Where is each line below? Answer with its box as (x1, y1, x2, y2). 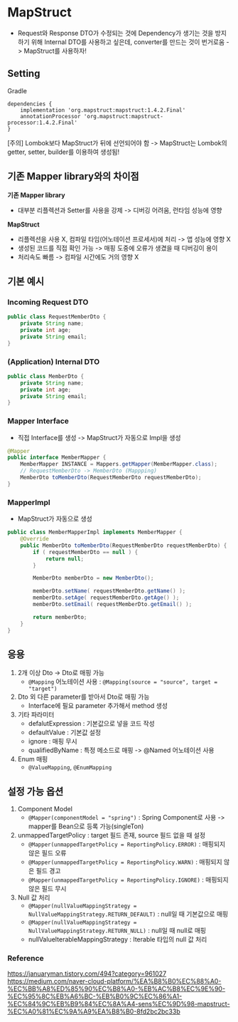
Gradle (7, 86, 27, 95)
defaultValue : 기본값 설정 (28, 728, 102, 737)
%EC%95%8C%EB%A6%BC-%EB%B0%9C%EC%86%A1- (7, 992, 183, 1001)
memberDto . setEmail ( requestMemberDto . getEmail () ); (33, 601, 193, 608)
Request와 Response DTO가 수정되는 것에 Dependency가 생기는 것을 (17, 28, 214, 37)
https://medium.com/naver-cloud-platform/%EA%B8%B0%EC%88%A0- (7, 977, 222, 986)
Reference (7, 954, 44, 964)
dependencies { (7, 100, 53, 108)
